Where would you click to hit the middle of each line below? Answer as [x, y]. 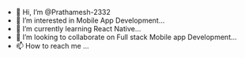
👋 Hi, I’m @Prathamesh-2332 [63, 12]
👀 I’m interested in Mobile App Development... [90, 20]
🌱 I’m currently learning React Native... [78, 29]
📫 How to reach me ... [52, 46]
